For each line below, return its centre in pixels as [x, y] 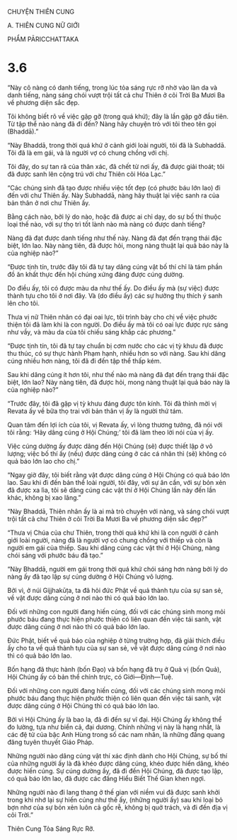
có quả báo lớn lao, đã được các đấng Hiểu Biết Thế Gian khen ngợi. [106, 778]
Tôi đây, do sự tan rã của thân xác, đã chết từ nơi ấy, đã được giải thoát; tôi [116, 166]
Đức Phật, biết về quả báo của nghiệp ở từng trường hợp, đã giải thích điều [116, 640]
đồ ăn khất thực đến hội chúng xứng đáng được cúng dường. [96, 274]
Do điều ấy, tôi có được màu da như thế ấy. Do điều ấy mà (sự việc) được [113, 288]
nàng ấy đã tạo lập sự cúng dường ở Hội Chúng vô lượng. [91, 577]
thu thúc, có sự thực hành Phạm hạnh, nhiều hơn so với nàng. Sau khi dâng [117, 353]
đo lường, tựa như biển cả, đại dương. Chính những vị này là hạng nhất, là [114, 727]
